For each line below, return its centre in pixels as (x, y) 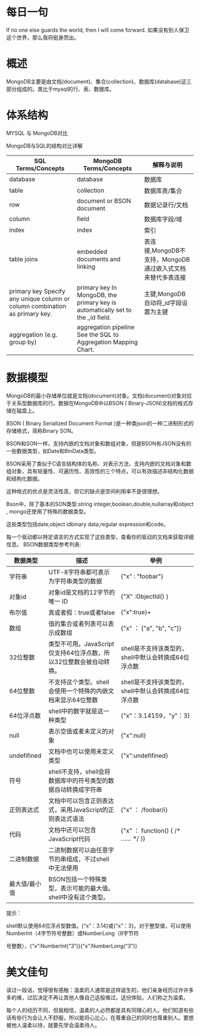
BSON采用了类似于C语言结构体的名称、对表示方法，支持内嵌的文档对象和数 (99, 463)
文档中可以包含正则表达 (81, 800)
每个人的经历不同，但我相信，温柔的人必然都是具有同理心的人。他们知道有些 (100, 1010)
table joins (24, 259)
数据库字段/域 (163, 219)
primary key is (97, 302)
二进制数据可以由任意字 (81, 850)
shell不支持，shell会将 (79, 772)
